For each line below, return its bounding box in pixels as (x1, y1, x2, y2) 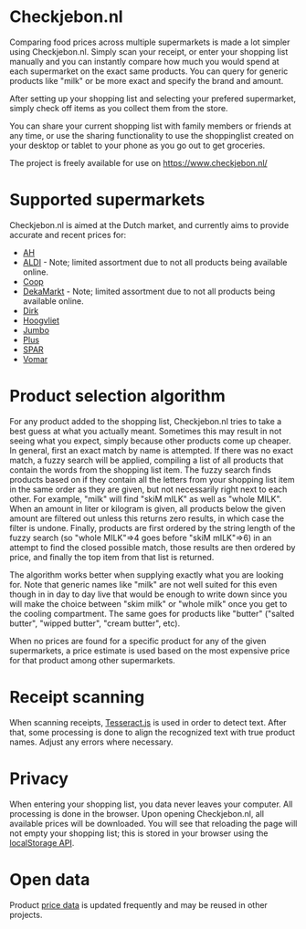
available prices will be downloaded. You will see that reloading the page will (9, 818, 298, 829)
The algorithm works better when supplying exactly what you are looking (9, 569, 284, 580)
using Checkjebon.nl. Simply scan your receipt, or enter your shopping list (9, 46, 289, 57)
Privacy (9, 768, 69, 788)
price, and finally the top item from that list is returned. (9, 551, 215, 562)
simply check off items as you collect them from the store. (9, 102, 228, 113)
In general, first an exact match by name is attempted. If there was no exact (9, 444, 294, 455)
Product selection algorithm (9, 386, 226, 407)
